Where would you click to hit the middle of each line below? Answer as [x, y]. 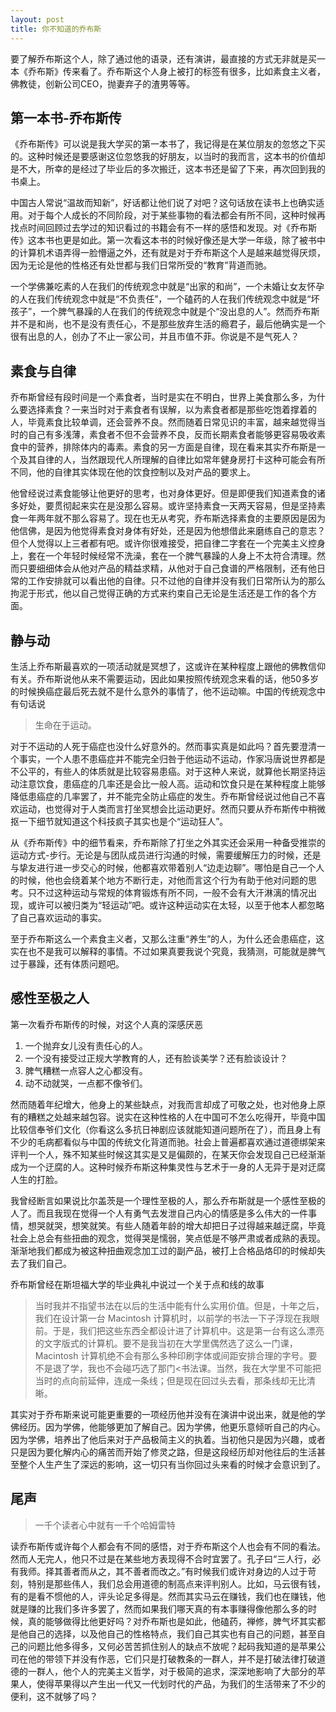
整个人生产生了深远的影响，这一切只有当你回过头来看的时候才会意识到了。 [172, 1464]
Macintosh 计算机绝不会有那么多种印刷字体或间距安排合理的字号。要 [176, 1355]
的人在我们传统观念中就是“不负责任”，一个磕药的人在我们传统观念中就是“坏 [165, 299]
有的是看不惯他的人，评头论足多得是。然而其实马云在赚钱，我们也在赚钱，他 [168, 1596]
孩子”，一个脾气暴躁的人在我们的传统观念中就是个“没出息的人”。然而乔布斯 [165, 312]
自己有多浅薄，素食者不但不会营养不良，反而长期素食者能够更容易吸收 [172, 435]
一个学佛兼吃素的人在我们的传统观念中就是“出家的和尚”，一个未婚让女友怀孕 [167, 287]
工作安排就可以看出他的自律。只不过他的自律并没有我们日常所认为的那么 [176, 581]
